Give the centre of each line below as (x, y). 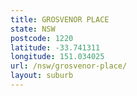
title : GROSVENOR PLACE (60, 19)
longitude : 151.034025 (57, 57)
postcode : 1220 (42, 38)
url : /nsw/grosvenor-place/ (69, 66)
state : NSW (33, 29)
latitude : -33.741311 (55, 47)
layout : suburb (42, 76)
